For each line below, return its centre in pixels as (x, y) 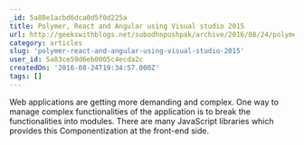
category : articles (46, 43)
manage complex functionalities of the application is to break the (130, 111)
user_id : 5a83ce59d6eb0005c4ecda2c (76, 59)
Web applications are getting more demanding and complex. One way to (144, 102)
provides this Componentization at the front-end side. (109, 131)
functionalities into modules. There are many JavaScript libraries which (142, 121)
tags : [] (26, 77)
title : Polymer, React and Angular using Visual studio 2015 (127, 26)
